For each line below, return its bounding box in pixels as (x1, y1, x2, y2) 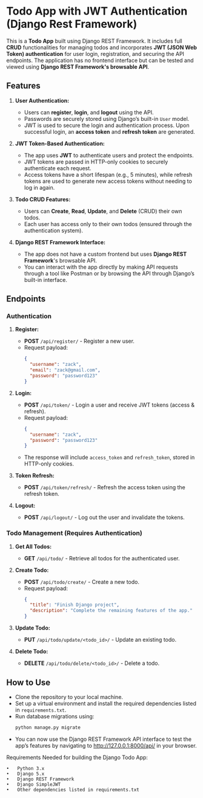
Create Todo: (15, 566, 49, 574)
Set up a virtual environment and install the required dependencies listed (15, 700, 197, 707)
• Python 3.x (6, 765, 45, 771)
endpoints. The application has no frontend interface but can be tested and (6, 57, 194, 64)
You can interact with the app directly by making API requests (24, 263, 179, 270)
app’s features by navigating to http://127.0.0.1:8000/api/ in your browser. (15, 741, 197, 749)
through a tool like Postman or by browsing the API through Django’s (24, 269, 195, 277)
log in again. (24, 184, 55, 191)
